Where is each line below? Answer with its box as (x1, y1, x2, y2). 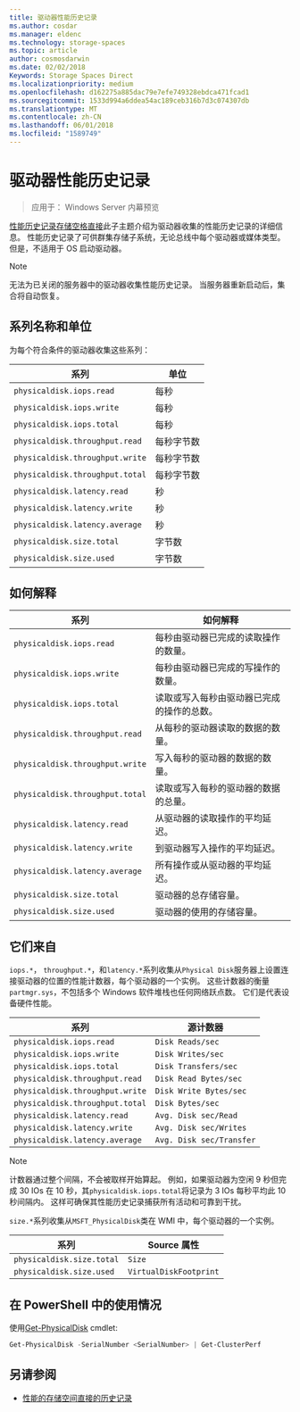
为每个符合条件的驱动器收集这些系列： (9, 345, 150, 355)
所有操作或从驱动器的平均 (154, 859, 263, 871)
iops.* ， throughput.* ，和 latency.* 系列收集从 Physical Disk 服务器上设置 (9, 965, 281, 976)
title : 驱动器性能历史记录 (9, 12, 98, 22)
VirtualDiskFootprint (128, 1267, 220, 1277)
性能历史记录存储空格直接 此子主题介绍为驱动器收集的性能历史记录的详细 (9, 220, 275, 231)
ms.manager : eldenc (9, 29, 82, 38)
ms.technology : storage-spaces (9, 37, 126, 47)
